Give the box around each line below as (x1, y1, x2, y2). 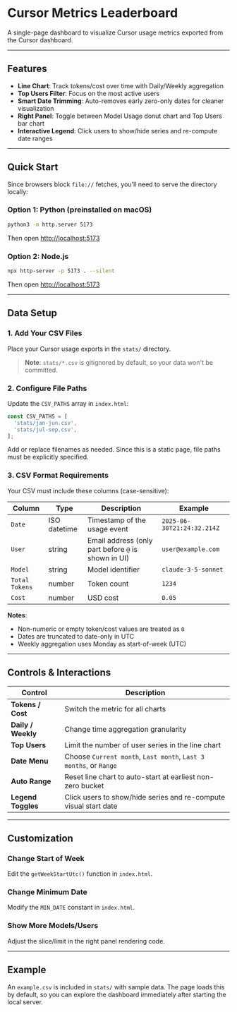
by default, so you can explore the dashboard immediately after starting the (7, 990, 227, 999)
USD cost (87, 593, 119, 603)
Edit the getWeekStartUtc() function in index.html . (7, 869, 153, 878)
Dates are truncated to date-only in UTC (17, 632, 135, 640)
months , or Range (64, 760, 118, 770)
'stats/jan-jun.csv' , (13, 419, 78, 426)
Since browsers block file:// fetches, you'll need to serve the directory (7, 180, 217, 188)
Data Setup (7, 307, 58, 319)
